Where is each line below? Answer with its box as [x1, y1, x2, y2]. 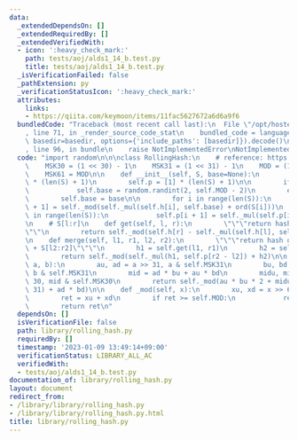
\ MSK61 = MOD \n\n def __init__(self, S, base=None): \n [25, 169, 260, 178]
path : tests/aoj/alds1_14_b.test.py [25, 54, 161, 63]
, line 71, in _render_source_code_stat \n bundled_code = [25, 129, 255, 137]
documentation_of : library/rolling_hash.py [9, 376, 173, 385]
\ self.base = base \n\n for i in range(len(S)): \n [25, 194, 272, 204]
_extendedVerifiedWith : [17, 37, 105, 47]
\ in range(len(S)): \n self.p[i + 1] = [25, 210, 216, 220]
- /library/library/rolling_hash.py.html [9, 409, 165, 418]
